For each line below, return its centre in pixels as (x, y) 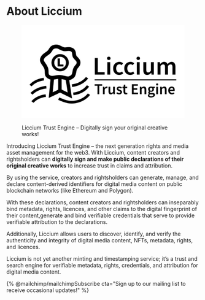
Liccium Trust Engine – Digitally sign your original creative (95, 128)
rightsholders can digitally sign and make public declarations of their (95, 159)
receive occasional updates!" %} (48, 290)
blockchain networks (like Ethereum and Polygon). (70, 190)
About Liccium (44, 11)
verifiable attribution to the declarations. (57, 221)
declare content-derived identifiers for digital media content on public (95, 184)
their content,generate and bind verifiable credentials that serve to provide (101, 215)
